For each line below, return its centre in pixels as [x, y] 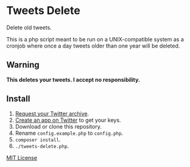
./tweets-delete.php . [42, 146]
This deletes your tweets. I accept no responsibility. [73, 79]
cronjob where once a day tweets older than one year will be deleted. [93, 46]
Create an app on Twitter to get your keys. [68, 120]
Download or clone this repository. [58, 126]
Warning [23, 65]
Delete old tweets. [29, 27]
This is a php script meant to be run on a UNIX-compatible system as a [95, 39]
